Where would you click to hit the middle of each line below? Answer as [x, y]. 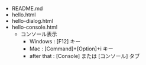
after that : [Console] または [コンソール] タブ [85, 56]
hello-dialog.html [32, 21]
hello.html [24, 15]
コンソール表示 [39, 34]
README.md [27, 8]
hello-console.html [35, 27]
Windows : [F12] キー [55, 41]
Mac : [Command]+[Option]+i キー [71, 49]
